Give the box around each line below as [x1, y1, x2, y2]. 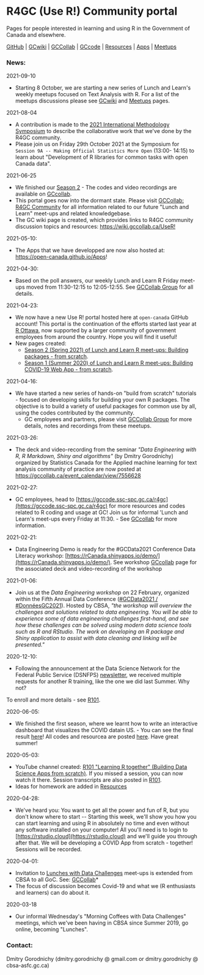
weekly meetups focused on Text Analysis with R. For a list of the [15, 91, 180, 98]
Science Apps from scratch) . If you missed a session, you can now [15, 770, 183, 777]
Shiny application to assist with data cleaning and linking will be [15, 635, 177, 642]
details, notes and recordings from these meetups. [24, 422, 151, 430]
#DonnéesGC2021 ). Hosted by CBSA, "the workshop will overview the [15, 602, 192, 610]
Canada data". [15, 160, 51, 167]
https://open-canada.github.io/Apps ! [15, 253, 108, 261]
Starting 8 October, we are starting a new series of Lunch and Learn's [15, 84, 191, 91]
